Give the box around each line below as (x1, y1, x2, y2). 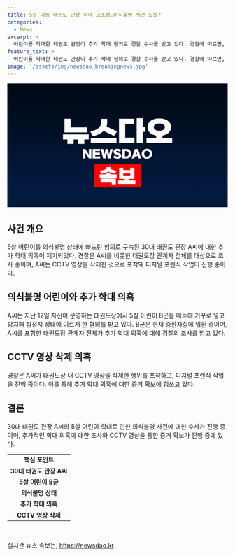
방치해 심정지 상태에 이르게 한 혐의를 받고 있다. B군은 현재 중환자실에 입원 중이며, (7, 320, 227, 328)
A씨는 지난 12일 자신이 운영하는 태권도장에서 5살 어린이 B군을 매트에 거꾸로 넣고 (7, 311, 225, 320)
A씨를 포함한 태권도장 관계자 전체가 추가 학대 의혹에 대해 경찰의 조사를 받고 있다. (7, 329, 226, 337)
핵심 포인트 (23, 455, 55, 464)
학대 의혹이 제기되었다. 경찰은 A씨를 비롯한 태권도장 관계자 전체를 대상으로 (14, 252, 217, 260)
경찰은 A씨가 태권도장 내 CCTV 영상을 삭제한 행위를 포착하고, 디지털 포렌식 (7, 371, 211, 379)
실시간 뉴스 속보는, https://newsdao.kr (7, 541, 114, 549)
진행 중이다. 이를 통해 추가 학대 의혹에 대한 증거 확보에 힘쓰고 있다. (14, 380, 195, 388)
